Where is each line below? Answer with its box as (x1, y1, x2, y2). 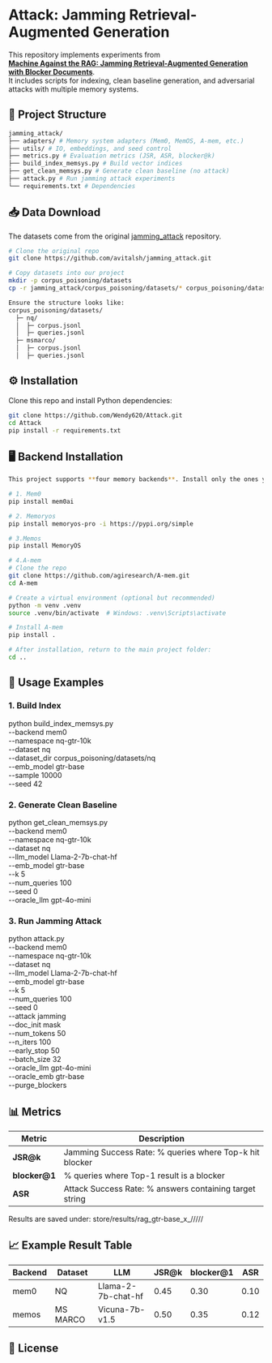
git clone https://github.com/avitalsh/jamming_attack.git (8, 254, 212, 263)
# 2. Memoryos (8, 512, 57, 520)
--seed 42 (8, 779, 43, 789)
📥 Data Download (8, 205, 101, 220)
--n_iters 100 (8, 1037, 51, 1047)
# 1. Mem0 (8, 490, 42, 498)
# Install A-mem (8, 623, 63, 632)
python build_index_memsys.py (8, 718, 114, 728)
